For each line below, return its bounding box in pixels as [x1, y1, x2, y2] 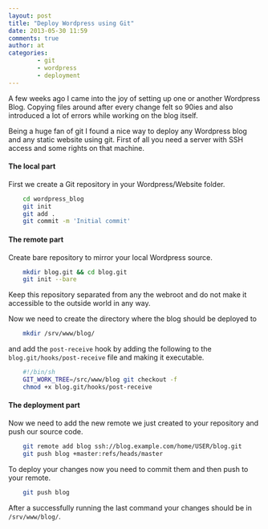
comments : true [8, 34, 59, 43]
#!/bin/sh [22, 368, 56, 376]
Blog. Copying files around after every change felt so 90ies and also [8, 102, 233, 112]
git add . [22, 210, 56, 218]
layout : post [8, 11, 52, 20]
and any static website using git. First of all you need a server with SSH [8, 134, 243, 144]
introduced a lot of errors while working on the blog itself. [8, 110, 198, 120]
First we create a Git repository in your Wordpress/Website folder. [8, 179, 225, 189]
